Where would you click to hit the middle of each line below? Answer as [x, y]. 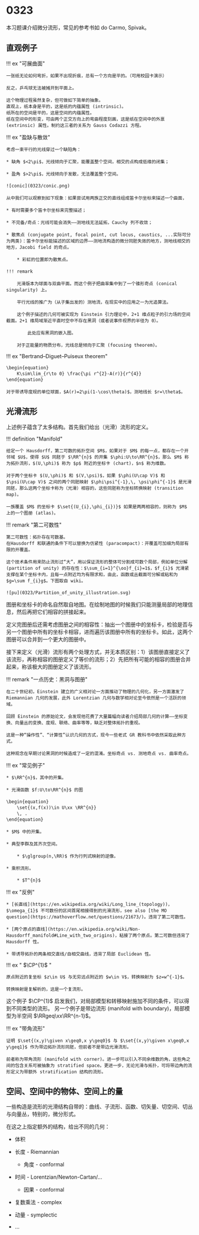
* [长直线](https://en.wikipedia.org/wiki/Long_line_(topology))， [89, 904]
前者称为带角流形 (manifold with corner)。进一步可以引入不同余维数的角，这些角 [96, 1059]
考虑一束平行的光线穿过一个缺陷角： [44, 149]
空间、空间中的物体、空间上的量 [65, 1091]
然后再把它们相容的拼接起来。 [53, 612]
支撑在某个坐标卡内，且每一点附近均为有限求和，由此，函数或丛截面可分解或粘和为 [92, 575]
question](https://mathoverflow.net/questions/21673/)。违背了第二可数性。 [97, 917]
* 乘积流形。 [20, 868]
